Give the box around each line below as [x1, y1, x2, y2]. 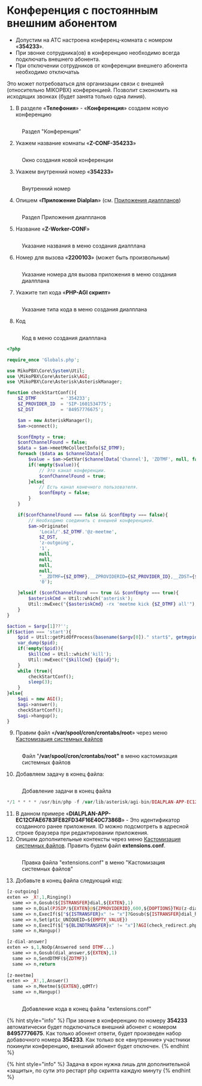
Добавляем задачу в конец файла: [15, 771, 104, 778]
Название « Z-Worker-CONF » [15, 225, 90, 232]
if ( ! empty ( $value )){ [28, 462, 80, 468]
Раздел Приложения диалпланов [22, 213, 107, 220]
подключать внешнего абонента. [15, 55, 101, 63]
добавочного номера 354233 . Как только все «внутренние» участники [7, 1036, 191, 1043]
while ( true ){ [17, 668, 53, 674]
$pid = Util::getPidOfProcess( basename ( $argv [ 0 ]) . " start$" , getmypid [17, 635, 198, 641]
